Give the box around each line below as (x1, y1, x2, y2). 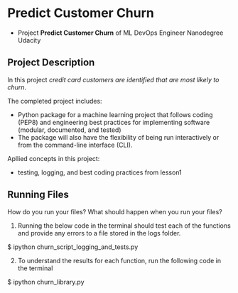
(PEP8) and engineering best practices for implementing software (17, 118, 210, 126)
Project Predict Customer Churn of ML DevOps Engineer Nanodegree (17, 28, 224, 37)
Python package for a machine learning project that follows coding (17, 110, 213, 118)
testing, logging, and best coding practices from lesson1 (17, 168, 183, 177)
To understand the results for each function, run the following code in (17, 256, 222, 265)
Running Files (7, 189, 69, 201)
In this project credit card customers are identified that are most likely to (7, 75, 220, 84)
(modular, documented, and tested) (17, 126, 122, 134)
